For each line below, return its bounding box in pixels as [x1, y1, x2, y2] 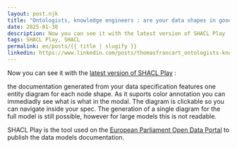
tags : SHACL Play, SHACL [7, 36, 80, 43]
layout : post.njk [7, 10, 59, 18]
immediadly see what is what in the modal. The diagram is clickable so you [7, 97, 224, 105]
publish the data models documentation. [7, 133, 125, 141]
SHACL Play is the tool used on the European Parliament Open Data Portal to [7, 126, 230, 134]
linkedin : [7, 50, 37, 57]
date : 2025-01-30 [7, 23, 59, 30]
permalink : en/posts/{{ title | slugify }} [7, 43, 138, 50]
